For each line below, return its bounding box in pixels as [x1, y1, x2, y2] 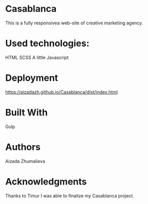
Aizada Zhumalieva [5, 158, 45, 164]
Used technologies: [5, 38, 90, 49]
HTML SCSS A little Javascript [5, 54, 69, 60]
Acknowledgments [5, 176, 87, 187]
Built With [5, 107, 48, 118]
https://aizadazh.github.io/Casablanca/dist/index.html [5, 89, 118, 95]
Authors [5, 141, 41, 153]
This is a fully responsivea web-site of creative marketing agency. [5, 20, 143, 26]
